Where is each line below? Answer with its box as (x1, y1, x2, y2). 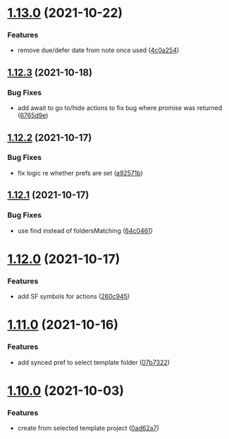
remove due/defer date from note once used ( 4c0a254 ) (17, 46, 180, 54)
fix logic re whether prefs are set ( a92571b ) (17, 168, 143, 177)
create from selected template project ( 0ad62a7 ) (17, 424, 160, 432)
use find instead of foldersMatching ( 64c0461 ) (17, 226, 154, 235)
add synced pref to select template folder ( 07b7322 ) (17, 358, 171, 366)
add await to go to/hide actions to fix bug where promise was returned (17, 104, 223, 112)
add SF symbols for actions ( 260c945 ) (17, 292, 130, 301)
